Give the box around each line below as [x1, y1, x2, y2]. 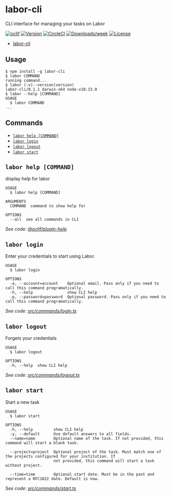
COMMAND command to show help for [10, 203, 86, 209]
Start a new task [5, 399, 40, 405]
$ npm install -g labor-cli [5, 69, 66, 74]
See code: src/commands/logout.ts [5, 372, 80, 378]
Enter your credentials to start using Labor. [5, 253, 96, 259]
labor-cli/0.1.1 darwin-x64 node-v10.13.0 [5, 87, 97, 92]
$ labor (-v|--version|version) [5, 82, 74, 88]
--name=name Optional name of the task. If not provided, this [10, 436, 164, 441]
